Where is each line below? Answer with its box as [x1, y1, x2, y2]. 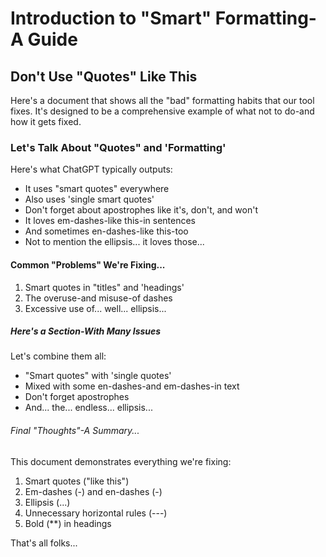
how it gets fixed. [10, 116, 82, 127]
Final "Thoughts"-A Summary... [10, 425, 140, 437]
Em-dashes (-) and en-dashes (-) [24, 485, 163, 497]
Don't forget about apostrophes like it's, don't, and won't [24, 204, 258, 216]
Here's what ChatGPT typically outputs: [10, 163, 173, 176]
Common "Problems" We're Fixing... [10, 258, 166, 271]
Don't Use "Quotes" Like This [10, 68, 198, 85]
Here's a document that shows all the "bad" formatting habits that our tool [10, 95, 315, 106]
